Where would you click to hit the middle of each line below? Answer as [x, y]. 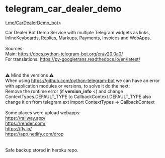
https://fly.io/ [19, 128]
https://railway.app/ [25, 118]
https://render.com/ [25, 123]
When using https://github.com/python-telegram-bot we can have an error [82, 81]
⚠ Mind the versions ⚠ [30, 75]
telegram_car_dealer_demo [63, 9]
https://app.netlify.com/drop [34, 134]
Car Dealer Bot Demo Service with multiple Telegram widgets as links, [77, 32]
